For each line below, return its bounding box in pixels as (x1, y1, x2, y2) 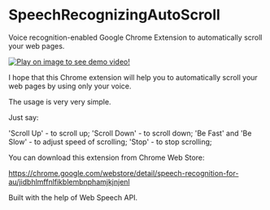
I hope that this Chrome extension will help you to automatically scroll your (8, 72, 258, 82)
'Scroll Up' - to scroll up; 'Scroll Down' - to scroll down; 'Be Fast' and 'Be (8, 128, 252, 138)
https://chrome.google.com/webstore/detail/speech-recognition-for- (8, 168, 239, 178)
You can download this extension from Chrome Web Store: (8, 152, 205, 162)
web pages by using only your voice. (8, 81, 132, 91)
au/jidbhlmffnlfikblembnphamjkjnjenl (8, 177, 130, 186)
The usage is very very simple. (8, 96, 111, 106)
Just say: (8, 112, 39, 122)
